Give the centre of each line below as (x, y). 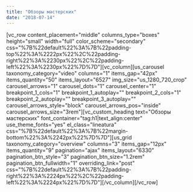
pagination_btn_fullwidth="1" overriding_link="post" (71, 163)
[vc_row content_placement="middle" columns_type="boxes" (83, 34)
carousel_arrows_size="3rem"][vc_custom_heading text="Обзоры (89, 112)
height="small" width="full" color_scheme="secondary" (76, 41)
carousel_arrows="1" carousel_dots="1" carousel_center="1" (81, 86)
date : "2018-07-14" (31, 18)
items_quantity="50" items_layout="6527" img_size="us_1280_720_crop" (96, 80)
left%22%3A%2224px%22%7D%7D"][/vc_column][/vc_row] (82, 182)
